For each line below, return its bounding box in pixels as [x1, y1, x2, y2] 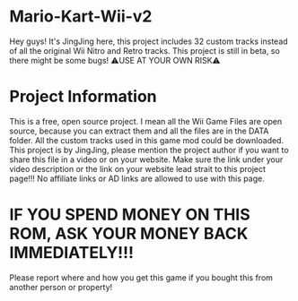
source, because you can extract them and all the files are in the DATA [9, 125, 269, 136]
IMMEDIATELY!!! [9, 243, 135, 263]
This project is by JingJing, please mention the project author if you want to [9, 144, 289, 155]
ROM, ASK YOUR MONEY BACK [9, 224, 249, 244]
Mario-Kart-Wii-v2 [9, 6, 153, 27]
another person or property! [9, 281, 113, 292]
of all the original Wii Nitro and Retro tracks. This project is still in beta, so [9, 45, 280, 56]
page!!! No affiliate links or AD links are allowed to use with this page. [9, 173, 265, 184]
